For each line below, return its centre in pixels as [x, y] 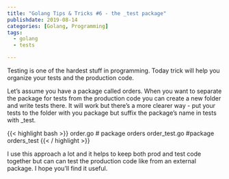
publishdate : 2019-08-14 [42, 20]
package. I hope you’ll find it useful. [57, 168]
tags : [15, 32]
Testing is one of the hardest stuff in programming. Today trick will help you [113, 70]
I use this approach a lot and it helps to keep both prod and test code [104, 154]
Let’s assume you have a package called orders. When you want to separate [114, 91]
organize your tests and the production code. [71, 78]
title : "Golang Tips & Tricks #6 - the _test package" [87, 13]
